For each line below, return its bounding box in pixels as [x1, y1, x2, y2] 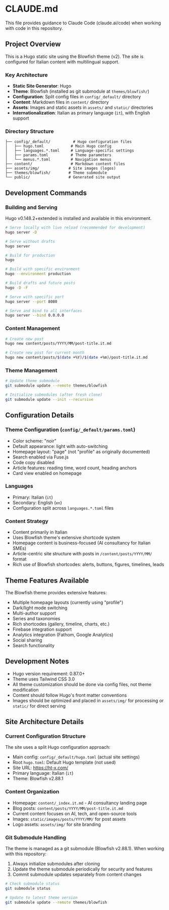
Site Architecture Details [5, 717, 84, 726]
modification [12, 687, 39, 693]
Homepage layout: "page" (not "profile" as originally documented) [12, 448, 150, 454]
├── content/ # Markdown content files [5, 162, 125, 167]
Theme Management [5, 367, 58, 374]
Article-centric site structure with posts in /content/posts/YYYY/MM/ [12, 551, 152, 557]
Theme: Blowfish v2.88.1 [12, 776, 64, 782]
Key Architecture [5, 71, 48, 79]
